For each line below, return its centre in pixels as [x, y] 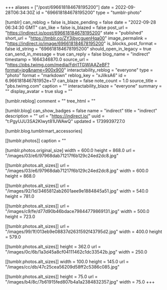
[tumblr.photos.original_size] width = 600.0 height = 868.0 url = [70, 150]
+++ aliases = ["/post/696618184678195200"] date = [60, 7]
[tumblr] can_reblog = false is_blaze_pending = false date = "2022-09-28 [81, 22]
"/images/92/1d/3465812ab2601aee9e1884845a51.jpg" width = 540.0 [77, 191]
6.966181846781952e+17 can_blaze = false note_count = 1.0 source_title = [82, 80]
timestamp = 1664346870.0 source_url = [47, 59]
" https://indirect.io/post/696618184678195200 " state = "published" [74, 33]
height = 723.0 [20, 216]
